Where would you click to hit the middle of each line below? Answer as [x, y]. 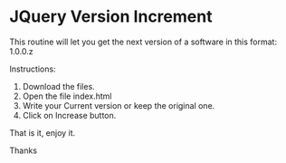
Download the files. [58, 86]
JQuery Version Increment [111, 17]
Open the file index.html [67, 96]
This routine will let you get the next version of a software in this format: [143, 42]
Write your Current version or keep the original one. [119, 105]
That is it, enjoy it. [43, 132]
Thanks [24, 150]
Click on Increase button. [69, 115]
